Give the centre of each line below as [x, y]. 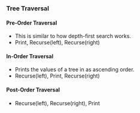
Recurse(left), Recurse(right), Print [57, 103]
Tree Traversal [28, 8]
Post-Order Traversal [33, 90]
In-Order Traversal [30, 56]
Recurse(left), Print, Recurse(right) [57, 76]
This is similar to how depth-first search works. [73, 36]
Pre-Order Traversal [32, 23]
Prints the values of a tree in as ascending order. [74, 70]
